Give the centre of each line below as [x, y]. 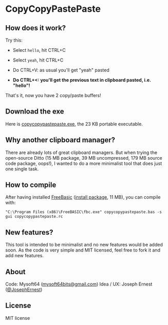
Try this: [14, 40]
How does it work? [36, 28]
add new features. [24, 256]
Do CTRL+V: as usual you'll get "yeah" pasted [61, 70]
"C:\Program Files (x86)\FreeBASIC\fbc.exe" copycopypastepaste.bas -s [83, 212]
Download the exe [35, 112]
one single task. [22, 169]
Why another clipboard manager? [60, 140]
